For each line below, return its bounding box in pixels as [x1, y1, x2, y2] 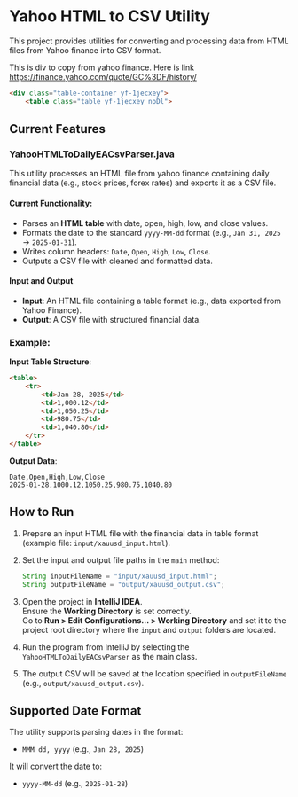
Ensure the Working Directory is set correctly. [21, 606, 192, 616]
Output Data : [9, 455, 58, 466]
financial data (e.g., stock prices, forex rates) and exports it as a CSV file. [9, 177, 277, 188]
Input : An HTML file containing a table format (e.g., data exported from [21, 295, 282, 306]
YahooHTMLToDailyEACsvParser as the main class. [21, 651, 198, 661]
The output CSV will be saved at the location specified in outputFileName [21, 668, 287, 679]
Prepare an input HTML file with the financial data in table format [21, 527, 259, 538]
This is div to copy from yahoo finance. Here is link [9, 62, 195, 73]
